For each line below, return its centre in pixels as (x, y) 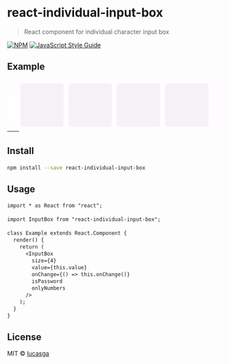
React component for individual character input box (96, 32)
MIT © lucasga (28, 354)
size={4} (44, 261)
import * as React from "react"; (55, 206)
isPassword (47, 281)
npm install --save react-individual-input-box (76, 168)
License (24, 337)
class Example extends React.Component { (67, 233)
